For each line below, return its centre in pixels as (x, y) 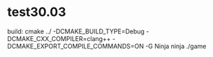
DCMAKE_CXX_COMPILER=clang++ (59, 38)
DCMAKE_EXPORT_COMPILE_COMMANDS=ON (76, 46)
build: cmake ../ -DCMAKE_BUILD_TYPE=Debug (76, 31)
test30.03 (37, 12)
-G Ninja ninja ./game (176, 46)
